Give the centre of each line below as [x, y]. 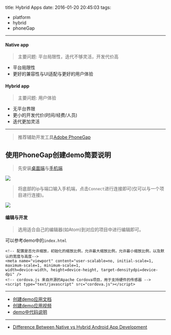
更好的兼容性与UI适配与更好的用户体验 [53, 74]
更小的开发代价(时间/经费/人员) [45, 115]
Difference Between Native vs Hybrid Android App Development [80, 327]
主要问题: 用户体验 [37, 98]
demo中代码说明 [30, 312]
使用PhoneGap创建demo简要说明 [58, 155]
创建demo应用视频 [32, 306]
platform [21, 17]
